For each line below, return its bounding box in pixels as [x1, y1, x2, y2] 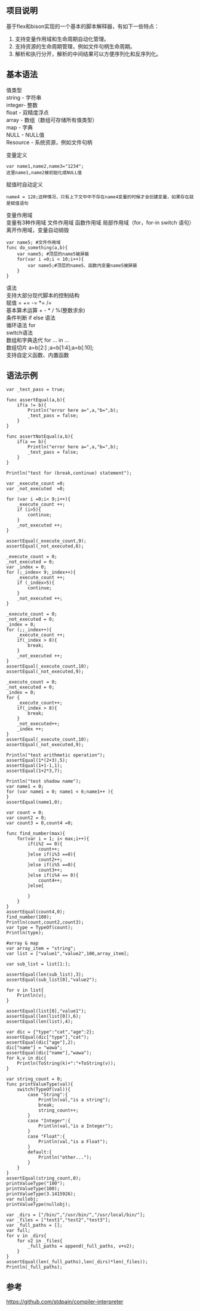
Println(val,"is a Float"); [38, 1139, 109, 1145]
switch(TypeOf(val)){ [17, 1087, 70, 1092]
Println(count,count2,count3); [6, 919, 84, 925]
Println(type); [6, 930, 44, 936]
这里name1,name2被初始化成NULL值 [6, 170, 82, 176]
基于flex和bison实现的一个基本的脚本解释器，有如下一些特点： [6, 23, 160, 30]
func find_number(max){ [6, 830, 66, 837]
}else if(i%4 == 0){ [27, 872, 79, 879]
